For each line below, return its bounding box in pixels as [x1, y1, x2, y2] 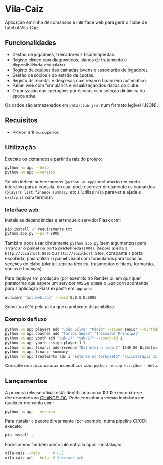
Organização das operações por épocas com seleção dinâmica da [12, 87, 145, 93]
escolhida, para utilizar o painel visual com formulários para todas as [5, 256, 143, 262]
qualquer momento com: [5, 400, 54, 406]
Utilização [5, 143, 36, 151]
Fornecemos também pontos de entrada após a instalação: [5, 442, 123, 448]
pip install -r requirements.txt [5, 227, 73, 232]
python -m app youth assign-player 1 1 [5, 340, 86, 345]
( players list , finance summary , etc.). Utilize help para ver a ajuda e [5, 189, 141, 195]
